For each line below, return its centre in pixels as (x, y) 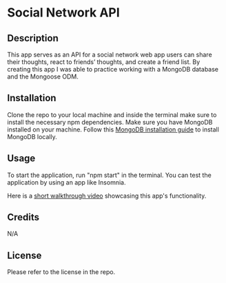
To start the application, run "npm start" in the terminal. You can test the (109, 175)
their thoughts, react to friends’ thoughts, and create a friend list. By (104, 62)
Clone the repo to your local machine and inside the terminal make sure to (112, 114)
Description (33, 38)
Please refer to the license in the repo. (61, 272)
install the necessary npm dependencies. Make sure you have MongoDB (110, 122)
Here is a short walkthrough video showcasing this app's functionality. (107, 196)
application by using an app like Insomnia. (66, 182)
